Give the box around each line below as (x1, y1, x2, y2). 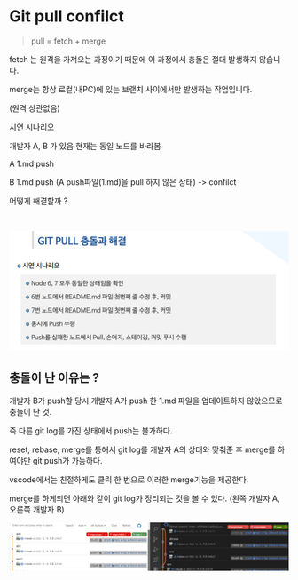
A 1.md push (9, 158, 55, 169)
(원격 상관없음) (9, 102, 60, 113)
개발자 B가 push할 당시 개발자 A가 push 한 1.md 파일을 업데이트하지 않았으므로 (9, 395, 283, 406)
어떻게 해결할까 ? (9, 195, 68, 206)
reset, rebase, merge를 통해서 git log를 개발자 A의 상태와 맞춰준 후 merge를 (9, 444, 277, 455)
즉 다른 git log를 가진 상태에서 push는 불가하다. (9, 425, 173, 436)
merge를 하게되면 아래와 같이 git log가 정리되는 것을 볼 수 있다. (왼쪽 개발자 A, (9, 493, 281, 504)
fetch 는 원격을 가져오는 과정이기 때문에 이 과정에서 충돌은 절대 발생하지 (9, 53, 257, 64)
